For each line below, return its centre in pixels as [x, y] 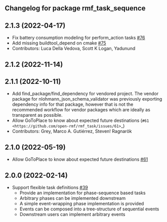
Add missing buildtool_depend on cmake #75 [59, 43]
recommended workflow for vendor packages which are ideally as [81, 110]
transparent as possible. [37, 115]
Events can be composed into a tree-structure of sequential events [89, 209]
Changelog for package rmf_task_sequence [75, 8]
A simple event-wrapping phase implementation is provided [82, 204]
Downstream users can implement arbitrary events [72, 214]
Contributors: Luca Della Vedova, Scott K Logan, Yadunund [74, 49]
